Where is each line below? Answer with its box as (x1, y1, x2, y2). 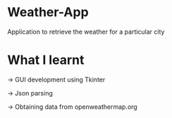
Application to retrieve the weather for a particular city (7, 27, 165, 36)
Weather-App (7, 4, 90, 20)
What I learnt (7, 52, 85, 68)
